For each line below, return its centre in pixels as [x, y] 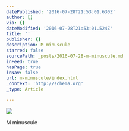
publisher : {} [24, 39]
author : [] [20, 17]
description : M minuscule [38, 45]
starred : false [25, 51]
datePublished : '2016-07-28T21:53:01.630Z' [61, 12]
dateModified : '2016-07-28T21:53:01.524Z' [59, 28]
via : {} [16, 23]
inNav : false [22, 73]
